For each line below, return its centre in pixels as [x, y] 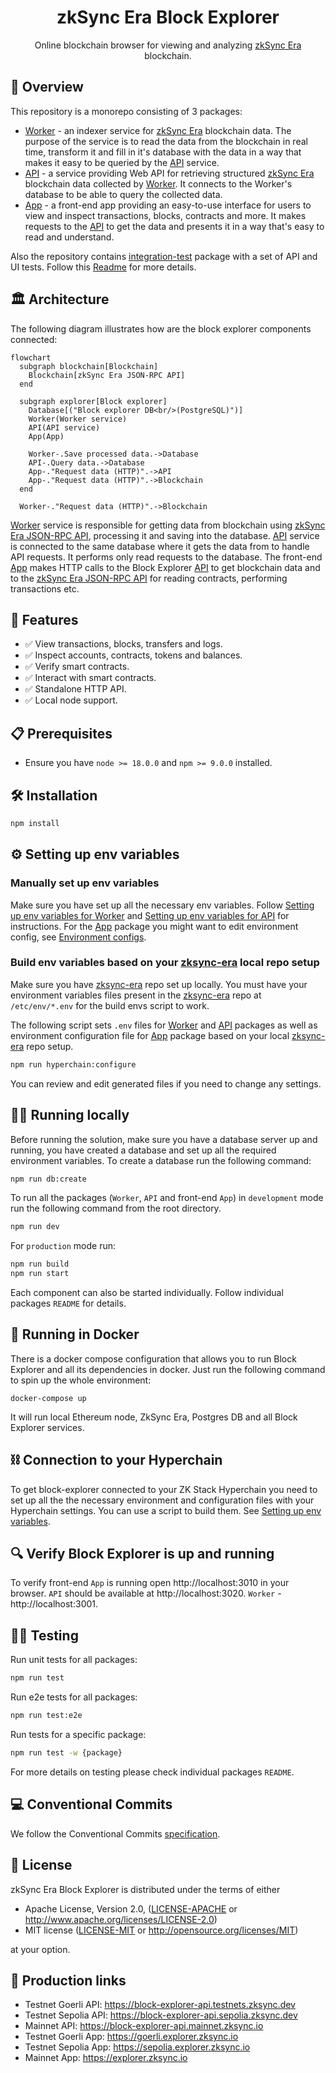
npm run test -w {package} [66, 1753]
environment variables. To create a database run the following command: [161, 1160]
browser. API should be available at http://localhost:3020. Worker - [146, 1593]
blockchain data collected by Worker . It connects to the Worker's [158, 183]
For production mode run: [63, 1246]
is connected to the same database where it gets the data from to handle [160, 546]
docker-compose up [48, 1398]
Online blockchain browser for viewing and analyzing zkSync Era [168, 45]
